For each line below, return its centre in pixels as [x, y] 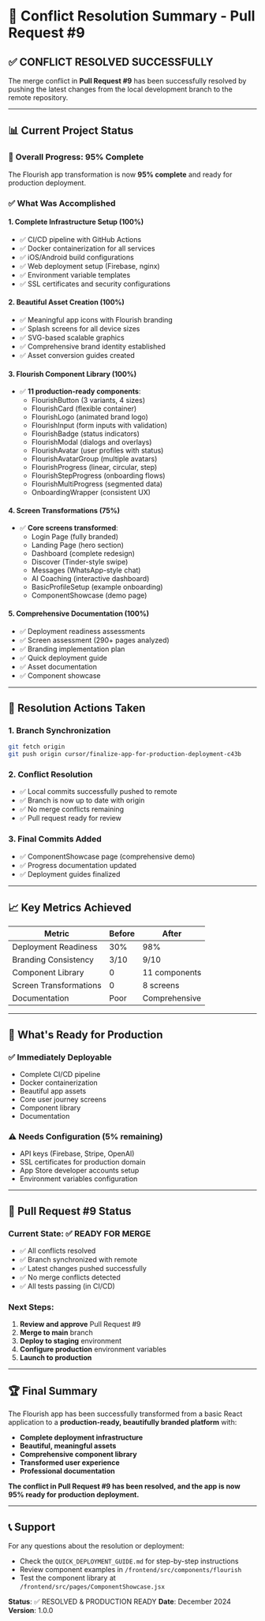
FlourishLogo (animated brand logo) [90, 417]
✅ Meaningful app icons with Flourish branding [96, 320]
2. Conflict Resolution [50, 774]
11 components [172, 973]
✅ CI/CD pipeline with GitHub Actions [80, 239]
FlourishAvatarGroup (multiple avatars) [94, 459]
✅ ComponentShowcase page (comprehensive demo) [107, 856]
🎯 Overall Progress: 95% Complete [76, 157]
